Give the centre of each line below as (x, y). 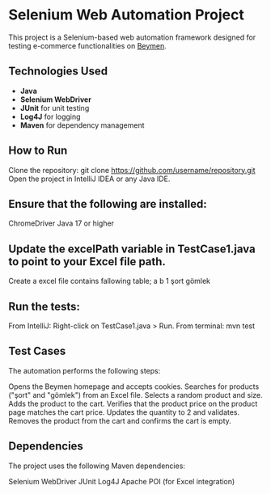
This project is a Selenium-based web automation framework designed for (132, 37)
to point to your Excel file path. (87, 262)
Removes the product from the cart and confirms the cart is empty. (120, 420)
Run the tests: (44, 306)
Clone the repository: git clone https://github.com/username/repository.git (132, 170)
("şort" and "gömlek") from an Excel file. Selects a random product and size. (135, 395)
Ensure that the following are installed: (108, 204)
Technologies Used (58, 72)
